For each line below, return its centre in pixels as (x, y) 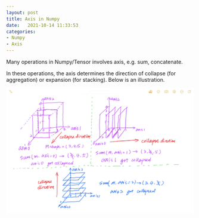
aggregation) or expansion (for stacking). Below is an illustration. (85, 80)
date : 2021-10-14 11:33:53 (42, 25)
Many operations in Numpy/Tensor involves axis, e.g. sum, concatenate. (95, 62)
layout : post (22, 13)
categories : (21, 32)
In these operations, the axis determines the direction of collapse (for (91, 73)
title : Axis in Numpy (33, 19)
